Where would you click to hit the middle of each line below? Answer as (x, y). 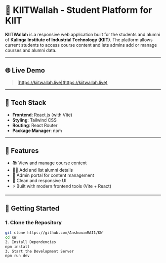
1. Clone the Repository (33, 222)
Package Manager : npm (37, 131)
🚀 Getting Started (32, 208)
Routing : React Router (35, 125)
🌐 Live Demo (25, 71)
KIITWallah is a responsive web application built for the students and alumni (83, 34)
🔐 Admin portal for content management (53, 175)
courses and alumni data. (31, 50)
